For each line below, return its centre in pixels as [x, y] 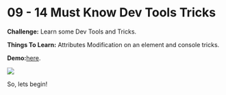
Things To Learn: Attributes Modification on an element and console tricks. [113, 44]
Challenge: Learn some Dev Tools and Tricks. [72, 31]
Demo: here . [24, 58]
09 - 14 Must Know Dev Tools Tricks [112, 13]
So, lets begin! [27, 84]
